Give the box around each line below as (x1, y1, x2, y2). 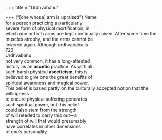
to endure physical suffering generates (5, 96, 87, 102)
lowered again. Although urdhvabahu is (5, 42, 88, 48)
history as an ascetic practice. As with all (5, 64, 93, 69)
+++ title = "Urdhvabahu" (5, 5, 59, 10)
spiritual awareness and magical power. (5, 79, 89, 86)
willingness (5, 91, 29, 96)
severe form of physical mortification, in (5, 25, 90, 31)
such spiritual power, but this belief (5, 102, 79, 107)
